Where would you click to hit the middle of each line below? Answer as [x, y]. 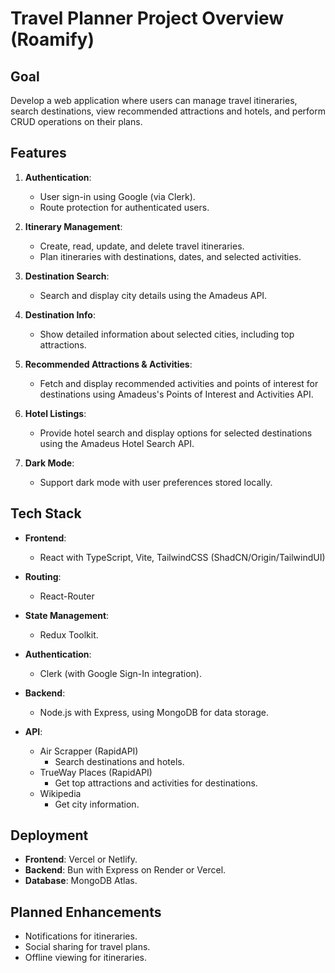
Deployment [49, 835]
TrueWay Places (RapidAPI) [96, 772]
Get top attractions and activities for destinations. [156, 783]
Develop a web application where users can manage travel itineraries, [154, 100]
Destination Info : [60, 314]
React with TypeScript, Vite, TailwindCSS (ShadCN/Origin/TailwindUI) [182, 557]
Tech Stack [46, 513]
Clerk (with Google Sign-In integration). [120, 673]
